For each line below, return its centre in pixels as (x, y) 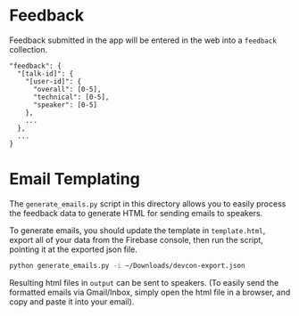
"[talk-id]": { (46, 73)
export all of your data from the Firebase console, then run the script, (136, 239)
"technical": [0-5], (71, 97)
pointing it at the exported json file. (74, 249)
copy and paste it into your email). (72, 301)
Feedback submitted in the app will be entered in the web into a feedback (143, 40)
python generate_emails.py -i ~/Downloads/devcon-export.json (127, 265)
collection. (29, 49)
